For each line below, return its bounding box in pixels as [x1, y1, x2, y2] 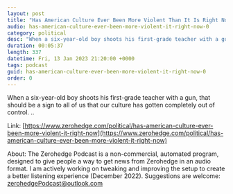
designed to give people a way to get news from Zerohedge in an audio [7, 157, 212, 166]
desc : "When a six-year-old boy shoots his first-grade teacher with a [7, 36, 218, 43]
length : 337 [7, 49, 42, 56]
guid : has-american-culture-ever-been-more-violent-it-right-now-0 [7, 68, 207, 75]
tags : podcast [7, 62, 49, 69]
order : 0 [7, 74, 33, 82]
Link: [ [7, 122, 26, 130]
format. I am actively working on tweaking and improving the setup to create [7, 164, 225, 173]
